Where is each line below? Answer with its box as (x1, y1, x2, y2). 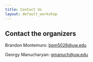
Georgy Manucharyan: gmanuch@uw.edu (5, 52, 88, 58)
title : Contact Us (5, 7, 42, 12)
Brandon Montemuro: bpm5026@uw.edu (5, 42, 87, 48)
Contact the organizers (5, 30, 77, 38)
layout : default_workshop (5, 12, 57, 16)
